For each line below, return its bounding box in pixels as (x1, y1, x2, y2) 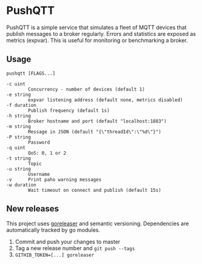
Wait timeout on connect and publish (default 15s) (28, 187, 162, 193)
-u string (6, 166, 32, 172)
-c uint (6, 81, 26, 87)
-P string (6, 134, 32, 140)
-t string (6, 155, 32, 161)
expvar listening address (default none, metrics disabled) (28, 96, 183, 103)
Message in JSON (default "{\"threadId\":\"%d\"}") (28, 129, 162, 135)
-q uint (6, 144, 26, 151)
